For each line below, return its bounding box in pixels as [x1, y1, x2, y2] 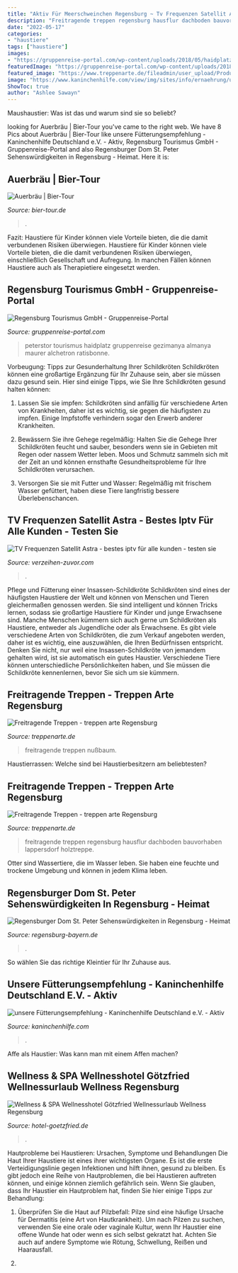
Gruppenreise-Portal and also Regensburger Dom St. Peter [7, 145, 179, 154]
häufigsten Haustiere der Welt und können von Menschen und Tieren [7, 593, 209, 601]
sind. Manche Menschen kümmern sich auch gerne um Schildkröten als [7, 616, 217, 624]
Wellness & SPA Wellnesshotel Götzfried [7, 1070, 190, 1082]
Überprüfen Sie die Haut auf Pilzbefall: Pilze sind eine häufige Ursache [17, 1207, 225, 1216]
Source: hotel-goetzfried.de [7, 1121, 89, 1130]
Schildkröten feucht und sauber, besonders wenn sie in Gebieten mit [17, 442, 218, 451]
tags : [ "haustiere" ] [7, 43, 69, 50]
